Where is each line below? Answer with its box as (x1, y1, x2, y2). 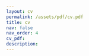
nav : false (6, 24, 33, 31)
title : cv (6, 19, 31, 25)
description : (6, 41, 39, 47)
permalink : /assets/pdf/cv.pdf (6, 14, 84, 20)
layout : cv (6, 8, 33, 15)
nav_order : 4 (6, 30, 39, 36)
